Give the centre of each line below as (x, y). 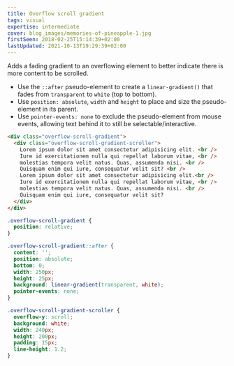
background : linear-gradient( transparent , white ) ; (89, 285)
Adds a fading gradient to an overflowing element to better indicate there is (115, 66)
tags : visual (26, 20)
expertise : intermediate (43, 26)
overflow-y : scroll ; (43, 317)
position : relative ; (43, 227)
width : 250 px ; (34, 272)
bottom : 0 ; (29, 266)
